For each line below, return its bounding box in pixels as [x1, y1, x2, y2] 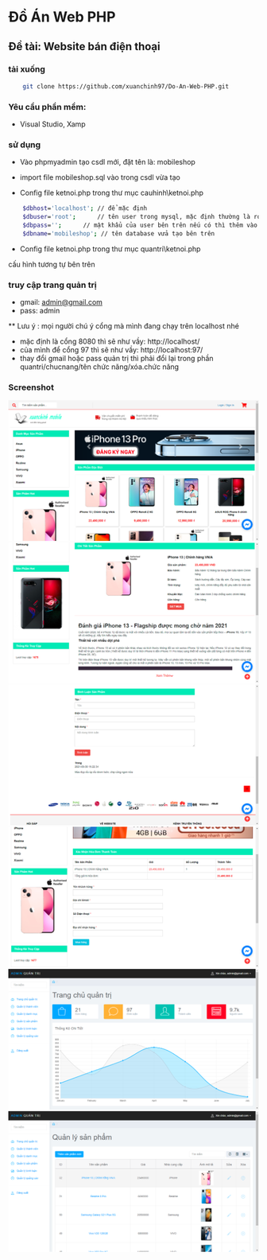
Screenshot [8, 382, 54, 393]
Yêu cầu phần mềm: [8, 101, 87, 112]
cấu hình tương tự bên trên [8, 259, 95, 269]
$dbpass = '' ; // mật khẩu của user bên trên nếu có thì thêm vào [22, 221, 258, 230]
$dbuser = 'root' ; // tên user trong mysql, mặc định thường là [22, 213, 250, 221]
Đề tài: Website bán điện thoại [8, 40, 161, 53]
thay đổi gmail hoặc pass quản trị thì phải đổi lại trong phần [19, 354, 214, 364]
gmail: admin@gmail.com [19, 297, 103, 307]
